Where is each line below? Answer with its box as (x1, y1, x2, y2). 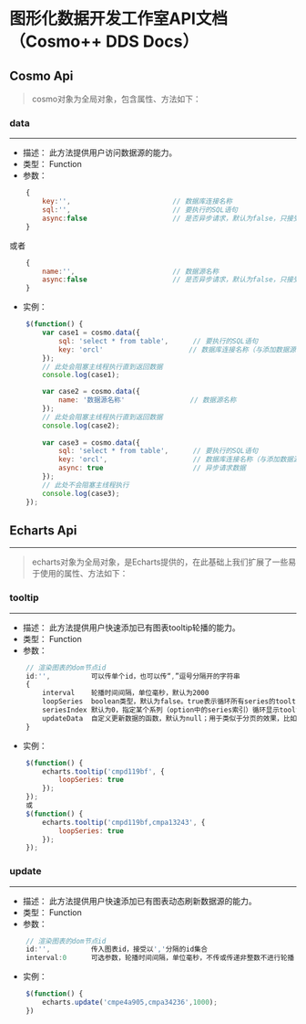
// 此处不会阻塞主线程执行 (42, 480, 129, 490)
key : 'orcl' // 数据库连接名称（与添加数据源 (57, 344, 296, 354)
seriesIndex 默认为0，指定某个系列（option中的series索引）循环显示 (42, 705, 280, 715)
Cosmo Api (9, 68, 74, 83)
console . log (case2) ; (42, 421, 120, 430)
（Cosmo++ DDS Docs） (9, 31, 199, 52)
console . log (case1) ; (42, 371, 120, 380)
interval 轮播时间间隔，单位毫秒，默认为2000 (42, 689, 209, 698)
